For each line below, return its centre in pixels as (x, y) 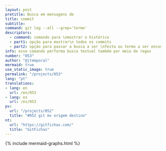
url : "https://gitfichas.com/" (42, 125)
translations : (20, 83)
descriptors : (19, 33)
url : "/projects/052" (32, 111)
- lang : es (16, 97)
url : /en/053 (23, 93)
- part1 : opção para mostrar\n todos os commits (61, 42)
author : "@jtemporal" (27, 60)
